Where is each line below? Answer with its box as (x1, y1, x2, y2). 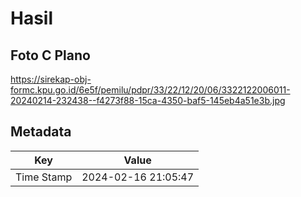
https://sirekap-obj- (10, 73, 92, 85)
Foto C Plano (10, 47, 91, 64)
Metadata (10, 123, 72, 141)
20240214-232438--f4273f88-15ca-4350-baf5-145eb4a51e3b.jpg (10, 95, 286, 106)
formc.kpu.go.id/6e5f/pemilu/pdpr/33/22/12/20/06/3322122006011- (10, 84, 291, 96)
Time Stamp (15, 170, 73, 184)
